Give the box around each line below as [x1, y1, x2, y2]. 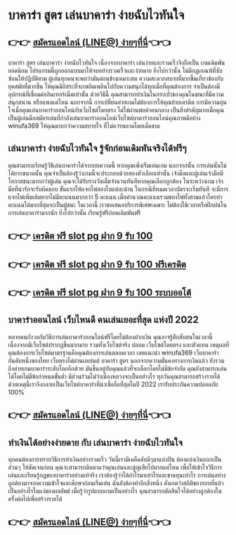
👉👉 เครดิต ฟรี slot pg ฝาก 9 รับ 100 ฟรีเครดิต [8, 258, 187, 270]
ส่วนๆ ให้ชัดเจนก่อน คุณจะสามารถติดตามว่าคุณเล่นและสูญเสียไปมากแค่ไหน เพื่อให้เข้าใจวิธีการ [8, 463, 223, 471]
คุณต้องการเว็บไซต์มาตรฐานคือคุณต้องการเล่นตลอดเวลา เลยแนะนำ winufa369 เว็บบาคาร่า [8, 348, 219, 357]
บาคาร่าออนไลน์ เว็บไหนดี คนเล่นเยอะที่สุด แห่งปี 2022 [8, 314, 199, 326]
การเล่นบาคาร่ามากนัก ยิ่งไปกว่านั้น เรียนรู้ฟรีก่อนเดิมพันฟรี [8, 208, 141, 217]
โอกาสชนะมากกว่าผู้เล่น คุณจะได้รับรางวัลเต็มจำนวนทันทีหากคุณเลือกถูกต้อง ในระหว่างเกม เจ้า [8, 176, 223, 185]
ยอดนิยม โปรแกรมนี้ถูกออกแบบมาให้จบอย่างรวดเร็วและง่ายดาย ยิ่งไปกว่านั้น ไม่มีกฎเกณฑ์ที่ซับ [8, 67, 223, 74]
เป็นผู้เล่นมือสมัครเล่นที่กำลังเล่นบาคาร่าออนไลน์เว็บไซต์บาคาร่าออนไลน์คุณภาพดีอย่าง [8, 114, 201, 122]
